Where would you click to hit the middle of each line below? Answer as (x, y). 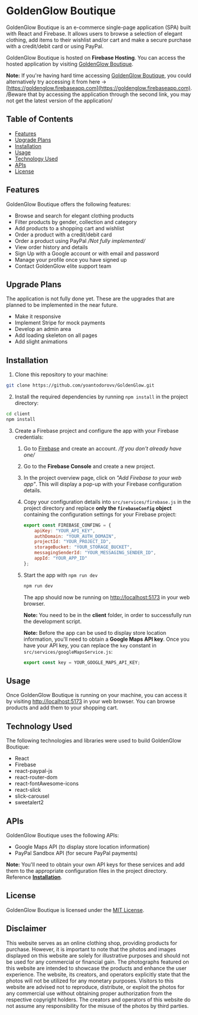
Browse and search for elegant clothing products (74, 216)
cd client (18, 414)
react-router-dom (36, 778)
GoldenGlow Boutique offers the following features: (69, 204)
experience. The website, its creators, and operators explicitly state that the (98, 974)
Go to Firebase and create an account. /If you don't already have (103, 448)
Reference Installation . (34, 877)
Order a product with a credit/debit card (63, 235)
